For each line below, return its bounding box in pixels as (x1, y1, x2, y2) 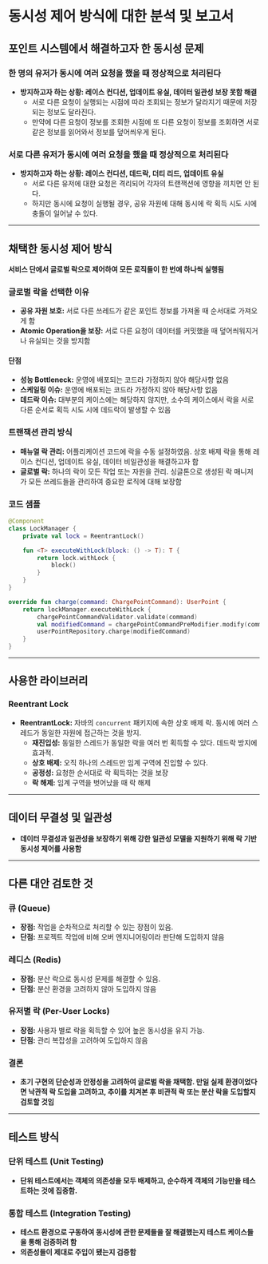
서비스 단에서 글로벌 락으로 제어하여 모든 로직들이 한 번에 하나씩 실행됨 (8, 264, 225, 274)
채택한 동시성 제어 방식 (8, 241, 113, 256)
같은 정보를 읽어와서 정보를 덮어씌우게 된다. (31, 127, 167, 137)
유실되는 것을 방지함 (28, 336, 91, 346)
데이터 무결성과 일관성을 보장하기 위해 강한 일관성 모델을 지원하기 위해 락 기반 (19, 833, 258, 843)
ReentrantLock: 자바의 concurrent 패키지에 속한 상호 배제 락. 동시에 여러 (19, 717, 250, 727)
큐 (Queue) (8, 902, 50, 913)
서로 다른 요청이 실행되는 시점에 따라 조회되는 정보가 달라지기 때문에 (31, 97, 243, 106)
